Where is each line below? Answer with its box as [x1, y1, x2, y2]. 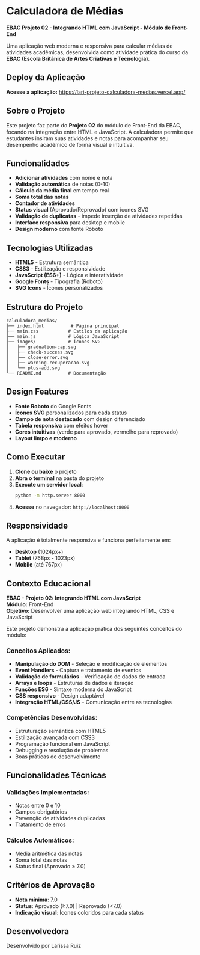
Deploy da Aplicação [6, 72, 85, 82]
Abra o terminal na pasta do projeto [14, 474, 104, 482]
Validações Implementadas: [6, 788, 89, 797]
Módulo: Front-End [6, 601, 54, 608]
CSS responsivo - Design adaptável [14, 692, 105, 699]
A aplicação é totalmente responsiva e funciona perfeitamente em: [6, 536, 171, 544]
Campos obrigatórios [14, 808, 68, 815]
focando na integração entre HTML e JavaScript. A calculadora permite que [6, 128, 194, 135]
